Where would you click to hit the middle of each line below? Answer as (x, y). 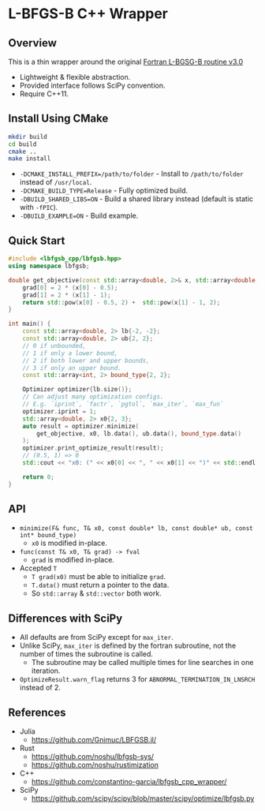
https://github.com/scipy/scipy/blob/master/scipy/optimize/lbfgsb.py (143, 798)
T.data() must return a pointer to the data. (100, 585)
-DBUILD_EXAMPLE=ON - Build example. (79, 216)
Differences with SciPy (65, 618)
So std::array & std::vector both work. (96, 593)
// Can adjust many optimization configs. (93, 397)
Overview (33, 43)
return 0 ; (39, 477)
